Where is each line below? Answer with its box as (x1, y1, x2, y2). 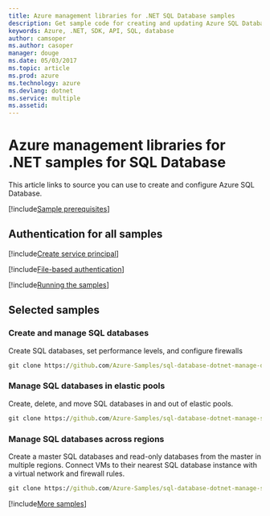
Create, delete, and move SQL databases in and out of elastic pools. (8, 398, 234, 408)
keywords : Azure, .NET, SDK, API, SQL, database (8, 27, 174, 35)
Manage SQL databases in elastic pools (8, 380, 166, 391)
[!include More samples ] (8, 498, 87, 508)
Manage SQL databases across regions (8, 433, 165, 444)
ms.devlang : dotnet (8, 86, 74, 95)
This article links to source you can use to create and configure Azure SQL (8, 180, 255, 190)
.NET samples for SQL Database (8, 154, 227, 171)
